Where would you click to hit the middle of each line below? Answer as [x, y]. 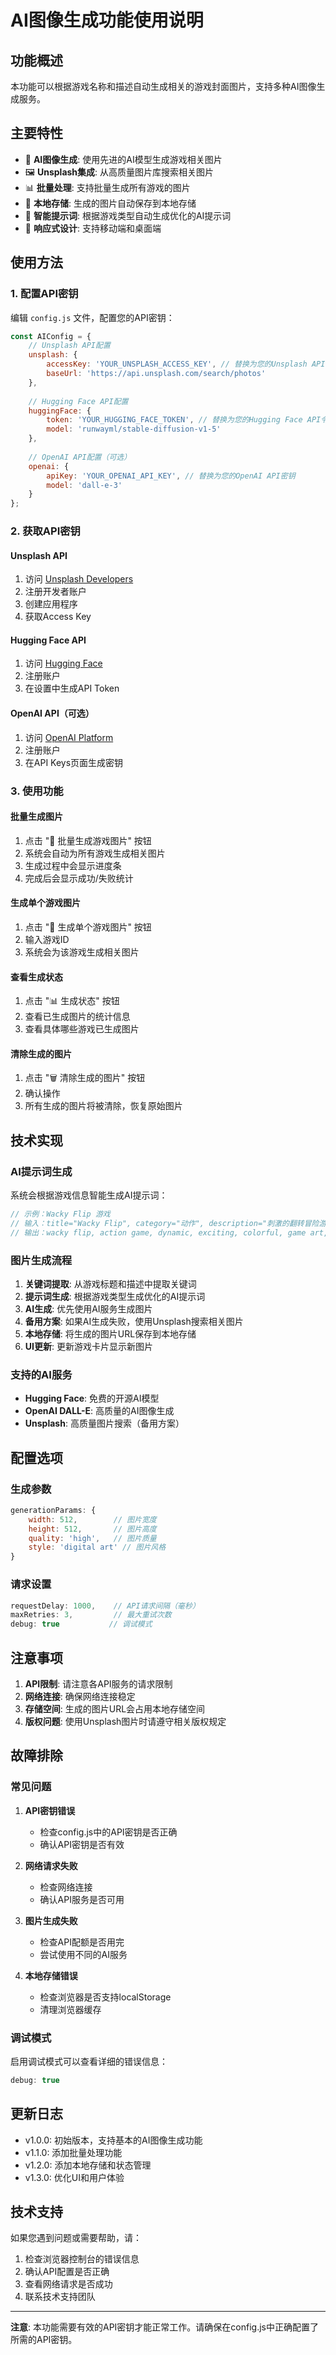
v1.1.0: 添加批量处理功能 [73, 2152]
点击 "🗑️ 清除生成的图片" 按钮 [85, 1078]
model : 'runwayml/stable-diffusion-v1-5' [134, 429]
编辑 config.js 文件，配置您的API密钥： [92, 317]
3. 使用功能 [37, 791]
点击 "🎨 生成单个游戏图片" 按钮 [88, 927]
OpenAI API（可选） [52, 713]
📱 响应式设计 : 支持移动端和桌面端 [93, 228]
